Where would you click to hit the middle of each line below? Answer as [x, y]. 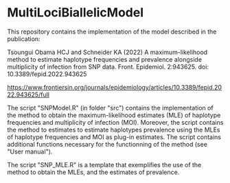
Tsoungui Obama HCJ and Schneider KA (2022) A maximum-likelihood [107, 52]
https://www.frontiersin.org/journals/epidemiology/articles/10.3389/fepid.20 [114, 87]
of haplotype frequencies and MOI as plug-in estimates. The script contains [114, 137]
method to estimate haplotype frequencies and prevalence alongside [105, 59]
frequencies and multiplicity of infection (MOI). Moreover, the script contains [115, 122]
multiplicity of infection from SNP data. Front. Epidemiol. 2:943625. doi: [108, 66]
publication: [24, 38]
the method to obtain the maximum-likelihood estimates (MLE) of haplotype [114, 115]
